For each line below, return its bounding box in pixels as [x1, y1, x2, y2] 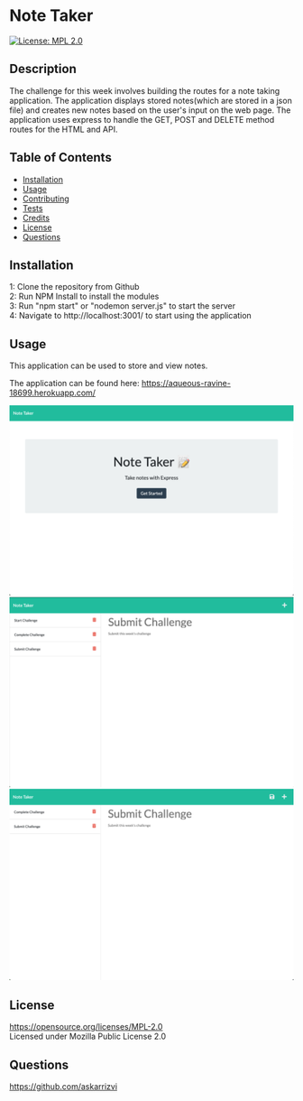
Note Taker [9, 5, 94, 26]
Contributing [22, 193, 69, 204]
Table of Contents [9, 150, 113, 165]
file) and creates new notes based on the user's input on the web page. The [9, 105, 291, 116]
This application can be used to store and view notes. [9, 360, 208, 371]
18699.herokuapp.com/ [9, 387, 96, 398]
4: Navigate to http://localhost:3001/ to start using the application [9, 310, 252, 321]
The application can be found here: [9, 378, 140, 389]
